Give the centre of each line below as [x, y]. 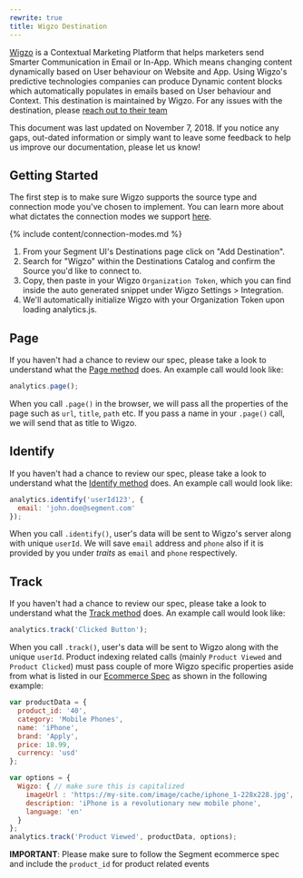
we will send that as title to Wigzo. [73, 423]
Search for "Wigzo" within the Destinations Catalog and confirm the [149, 261]
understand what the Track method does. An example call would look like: [147, 613]
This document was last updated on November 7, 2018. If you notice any [144, 127]
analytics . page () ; [44, 387]
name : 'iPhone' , [48, 727]
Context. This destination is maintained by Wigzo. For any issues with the [146, 100]
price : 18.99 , [44, 745]
